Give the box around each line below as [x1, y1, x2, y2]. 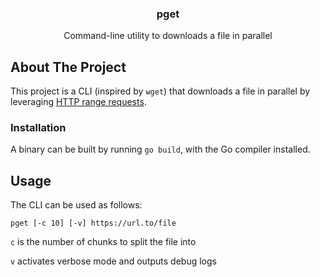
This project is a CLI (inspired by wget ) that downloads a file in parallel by [10, 85, 311, 97]
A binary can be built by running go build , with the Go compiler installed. [10, 143, 311, 156]
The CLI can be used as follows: [10, 199, 143, 211]
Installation [10, 121, 67, 135]
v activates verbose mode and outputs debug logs [10, 255, 217, 267]
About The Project [10, 58, 127, 76]
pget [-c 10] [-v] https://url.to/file [10, 218, 177, 229]
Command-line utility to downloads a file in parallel [63, 30, 273, 42]
